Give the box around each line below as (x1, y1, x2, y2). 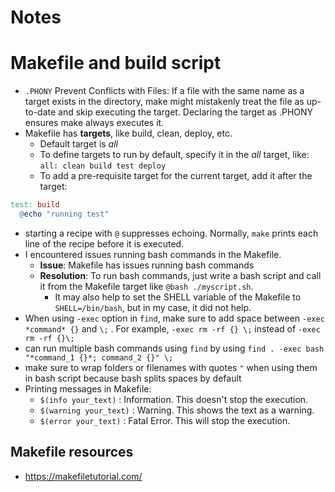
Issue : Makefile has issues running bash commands (39, 259, 255, 271)
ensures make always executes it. (24, 117, 165, 129)
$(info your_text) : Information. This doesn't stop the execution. (39, 393, 309, 405)
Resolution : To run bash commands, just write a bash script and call (39, 269, 322, 281)
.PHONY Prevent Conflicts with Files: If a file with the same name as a (24, 85, 305, 97)
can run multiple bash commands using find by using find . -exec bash (24, 342, 325, 354)
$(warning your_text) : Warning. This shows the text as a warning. (39, 404, 315, 416)
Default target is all (39, 138, 118, 150)
